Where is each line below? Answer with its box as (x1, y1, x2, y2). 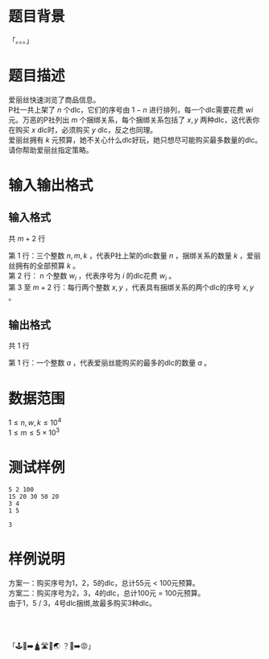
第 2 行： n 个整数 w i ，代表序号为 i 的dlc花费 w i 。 (8, 270, 176, 282)
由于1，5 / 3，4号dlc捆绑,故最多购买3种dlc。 (8, 598, 157, 608)
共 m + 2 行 (8, 233, 46, 243)
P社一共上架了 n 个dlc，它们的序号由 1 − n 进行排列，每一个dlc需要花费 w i (8, 105, 254, 114)
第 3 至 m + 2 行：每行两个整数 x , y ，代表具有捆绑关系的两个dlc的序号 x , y (8, 282, 255, 292)
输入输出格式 (8, 176, 94, 195)
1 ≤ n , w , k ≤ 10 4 (8, 416, 62, 427)
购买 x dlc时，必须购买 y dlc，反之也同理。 (14, 125, 158, 134)
